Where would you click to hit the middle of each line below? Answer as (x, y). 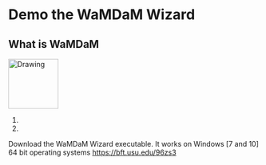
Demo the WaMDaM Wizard (102, 15)
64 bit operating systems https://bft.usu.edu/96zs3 (93, 152)
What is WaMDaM (54, 44)
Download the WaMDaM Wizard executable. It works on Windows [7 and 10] (134, 144)
